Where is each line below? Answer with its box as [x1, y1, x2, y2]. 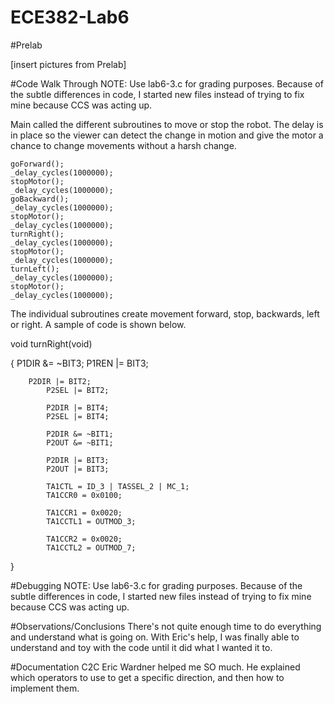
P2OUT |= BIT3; [46, 464, 110, 474]
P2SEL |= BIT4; [46, 411, 110, 421]
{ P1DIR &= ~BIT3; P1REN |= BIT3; [10, 357, 149, 369]
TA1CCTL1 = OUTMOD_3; [46, 516, 137, 526]
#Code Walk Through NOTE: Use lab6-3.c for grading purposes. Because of [10, 77, 324, 90]
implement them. [10, 682, 80, 694]
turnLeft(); [10, 264, 60, 274]
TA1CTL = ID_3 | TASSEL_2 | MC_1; [46, 481, 190, 491]
